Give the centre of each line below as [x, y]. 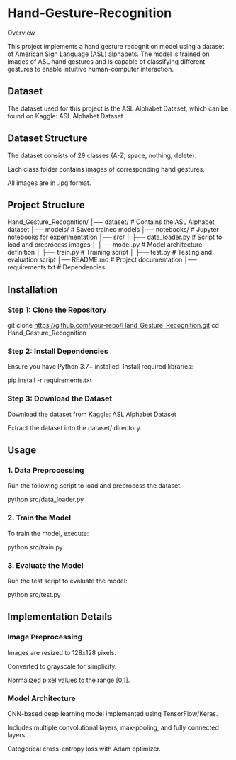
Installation [33, 290]
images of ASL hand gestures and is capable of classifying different [106, 61]
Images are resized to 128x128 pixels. [62, 652]
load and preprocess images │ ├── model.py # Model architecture [105, 245]
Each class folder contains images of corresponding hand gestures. [106, 169]
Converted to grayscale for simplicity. [62, 666]
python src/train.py [35, 547]
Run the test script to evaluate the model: [67, 581]
